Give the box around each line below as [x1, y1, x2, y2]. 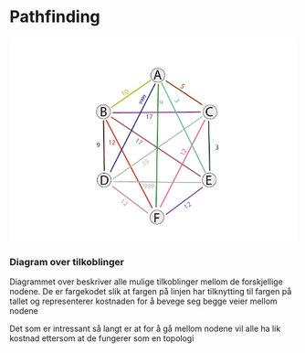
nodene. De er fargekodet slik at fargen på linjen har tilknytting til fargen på [9, 285, 292, 296]
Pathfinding [9, 6, 100, 27]
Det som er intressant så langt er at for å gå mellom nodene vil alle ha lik [9, 323, 281, 334]
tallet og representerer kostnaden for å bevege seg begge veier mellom [9, 295, 279, 306]
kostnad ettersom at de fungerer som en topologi [9, 332, 195, 344]
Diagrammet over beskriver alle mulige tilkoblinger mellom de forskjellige [9, 276, 283, 287]
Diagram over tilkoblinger [9, 255, 125, 268]
